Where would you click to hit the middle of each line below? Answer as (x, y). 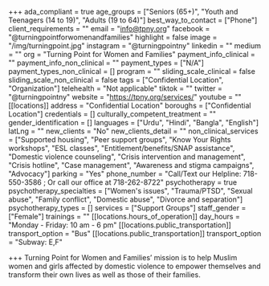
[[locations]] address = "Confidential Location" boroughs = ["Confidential (130, 105)
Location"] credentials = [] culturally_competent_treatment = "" (112, 114)
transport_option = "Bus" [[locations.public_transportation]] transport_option (135, 233)
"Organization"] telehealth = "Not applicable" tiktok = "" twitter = (116, 88)
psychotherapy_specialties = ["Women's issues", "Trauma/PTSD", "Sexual (130, 191)
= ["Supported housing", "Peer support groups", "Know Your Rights (120, 139)
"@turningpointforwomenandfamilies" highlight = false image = (113, 37)
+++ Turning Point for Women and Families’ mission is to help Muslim (123, 257)
